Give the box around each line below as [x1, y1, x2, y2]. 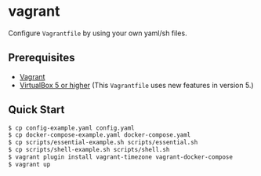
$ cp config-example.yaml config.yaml [8, 124, 135, 132]
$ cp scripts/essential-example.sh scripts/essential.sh [8, 138, 198, 147]
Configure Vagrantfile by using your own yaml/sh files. [8, 28, 187, 38]
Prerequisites [8, 51, 75, 64]
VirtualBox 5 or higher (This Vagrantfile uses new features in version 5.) [19, 80, 254, 90]
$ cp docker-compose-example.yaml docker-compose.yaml [8, 131, 191, 139]
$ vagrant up [8, 160, 51, 168]
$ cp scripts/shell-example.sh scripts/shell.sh [8, 146, 170, 154]
